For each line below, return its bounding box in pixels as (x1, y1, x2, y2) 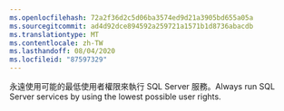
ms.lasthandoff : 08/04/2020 (9, 47, 116, 56)
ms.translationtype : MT (9, 30, 100, 39)
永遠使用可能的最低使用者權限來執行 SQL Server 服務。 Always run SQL (9, 81, 275, 91)
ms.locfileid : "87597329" (9, 55, 107, 64)
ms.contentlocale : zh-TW (9, 38, 103, 48)
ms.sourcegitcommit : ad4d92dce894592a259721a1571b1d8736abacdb (9, 22, 254, 31)
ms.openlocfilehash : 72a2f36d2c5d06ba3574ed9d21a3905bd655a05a (9, 13, 254, 23)
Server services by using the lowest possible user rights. (9, 91, 221, 102)
